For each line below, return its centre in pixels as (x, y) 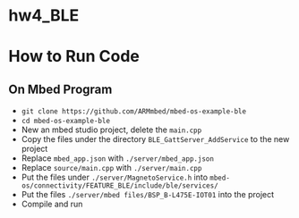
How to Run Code (74, 57)
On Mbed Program (60, 89)
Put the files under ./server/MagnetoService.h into (114, 177)
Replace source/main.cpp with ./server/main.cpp (111, 168)
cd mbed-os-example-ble (66, 122)
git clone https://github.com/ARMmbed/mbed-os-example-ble (134, 112)
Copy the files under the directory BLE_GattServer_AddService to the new (155, 139)
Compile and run (52, 204)
